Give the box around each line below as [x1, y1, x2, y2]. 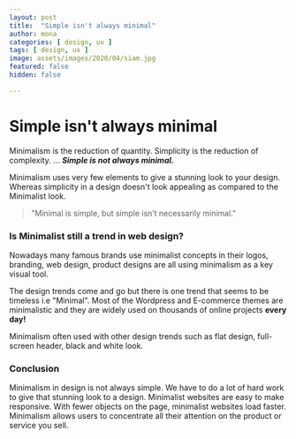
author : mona [9, 29, 57, 38]
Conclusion [9, 362, 60, 375]
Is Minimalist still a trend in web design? [9, 230, 184, 242]
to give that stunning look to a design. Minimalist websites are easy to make [9, 392, 285, 403]
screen [9, 340, 35, 351]
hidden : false [9, 71, 62, 79]
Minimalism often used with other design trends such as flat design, [9, 330, 256, 341]
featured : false [9, 63, 69, 72]
